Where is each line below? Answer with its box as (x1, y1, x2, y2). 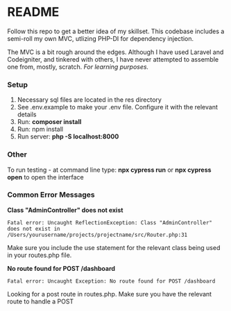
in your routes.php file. (7, 251, 72, 259)
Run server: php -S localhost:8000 (17, 132, 119, 141)
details (17, 110, 37, 118)
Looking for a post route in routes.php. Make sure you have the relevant (7, 290, 212, 298)
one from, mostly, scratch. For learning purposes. (7, 62, 149, 71)
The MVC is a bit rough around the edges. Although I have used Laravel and (7, 48, 224, 56)
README (7, 4, 60, 20)
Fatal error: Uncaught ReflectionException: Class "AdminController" (7, 219, 213, 226)
